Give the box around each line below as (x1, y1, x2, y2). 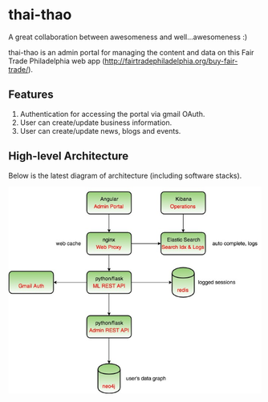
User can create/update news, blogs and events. (19, 126, 181, 135)
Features (8, 88, 54, 102)
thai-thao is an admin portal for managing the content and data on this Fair (8, 47, 254, 57)
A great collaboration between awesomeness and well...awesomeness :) (8, 32, 248, 42)
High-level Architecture (8, 150, 129, 163)
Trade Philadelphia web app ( (8, 56, 106, 66)
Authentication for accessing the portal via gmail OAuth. (19, 109, 205, 119)
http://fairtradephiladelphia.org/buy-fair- (104, 56, 238, 66)
